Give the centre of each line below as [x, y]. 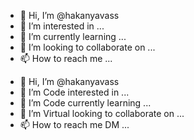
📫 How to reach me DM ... [74, 124]
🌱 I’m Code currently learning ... [85, 103]
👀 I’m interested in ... [62, 26]
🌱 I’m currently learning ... [73, 36]
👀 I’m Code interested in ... [74, 92]
